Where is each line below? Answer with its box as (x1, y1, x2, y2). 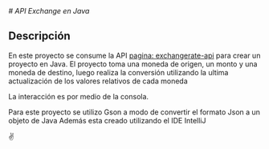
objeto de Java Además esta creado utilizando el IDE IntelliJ (8, 115, 206, 125)
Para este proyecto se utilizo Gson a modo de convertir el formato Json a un (8, 107, 261, 117)
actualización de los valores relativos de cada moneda (8, 76, 189, 86)
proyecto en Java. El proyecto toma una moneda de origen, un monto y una (8, 58, 258, 69)
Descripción (8, 30, 71, 43)
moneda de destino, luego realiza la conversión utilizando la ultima (8, 67, 229, 77)
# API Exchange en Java (8, 6, 90, 15)
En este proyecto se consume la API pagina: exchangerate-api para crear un (8, 50, 261, 60)
